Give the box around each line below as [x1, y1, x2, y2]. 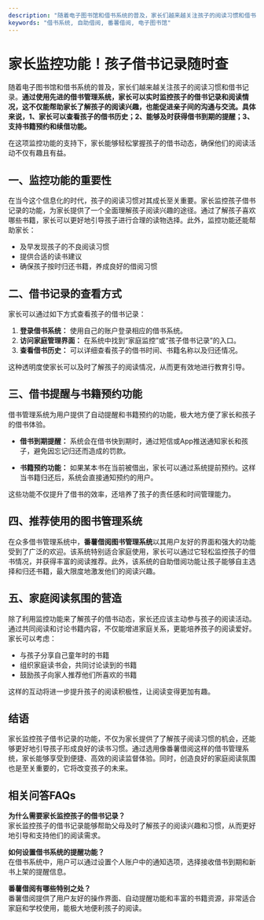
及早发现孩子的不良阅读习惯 [19, 242, 110, 251]
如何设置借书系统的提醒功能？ [8, 848, 104, 857]
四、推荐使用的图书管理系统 [8, 515, 143, 528]
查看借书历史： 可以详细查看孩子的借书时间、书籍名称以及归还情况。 [19, 346, 242, 355]
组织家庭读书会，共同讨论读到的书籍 [19, 660, 137, 669]
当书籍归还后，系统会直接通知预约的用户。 [19, 472, 158, 482]
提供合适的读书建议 [19, 252, 82, 262]
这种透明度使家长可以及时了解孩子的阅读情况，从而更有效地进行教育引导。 [8, 362, 249, 372]
